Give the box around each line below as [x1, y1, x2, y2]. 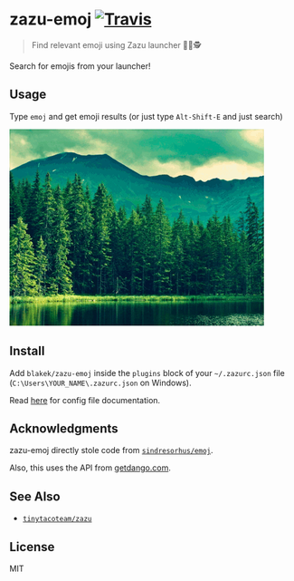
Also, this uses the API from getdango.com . [9, 462, 172, 473]
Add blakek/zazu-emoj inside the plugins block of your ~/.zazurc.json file [9, 367, 285, 378]
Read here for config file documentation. [9, 394, 161, 405]
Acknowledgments [9, 421, 119, 436]
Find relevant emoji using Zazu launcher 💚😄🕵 [31, 39, 202, 50]
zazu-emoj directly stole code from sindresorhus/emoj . [9, 445, 213, 456]
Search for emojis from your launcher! [9, 60, 151, 72]
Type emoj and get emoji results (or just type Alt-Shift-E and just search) [9, 111, 283, 121]
